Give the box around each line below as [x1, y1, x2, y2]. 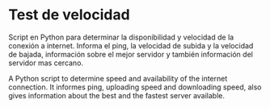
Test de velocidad [8, 6, 131, 24]
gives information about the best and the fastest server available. [8, 90, 225, 100]
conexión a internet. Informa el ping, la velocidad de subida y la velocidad [8, 40, 254, 50]
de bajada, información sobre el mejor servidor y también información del [8, 49, 253, 59]
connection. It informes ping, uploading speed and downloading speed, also [8, 82, 262, 92]
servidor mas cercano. [8, 58, 83, 68]
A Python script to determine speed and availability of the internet [8, 73, 228, 83]
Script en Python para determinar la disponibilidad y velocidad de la [8, 32, 234, 42]
